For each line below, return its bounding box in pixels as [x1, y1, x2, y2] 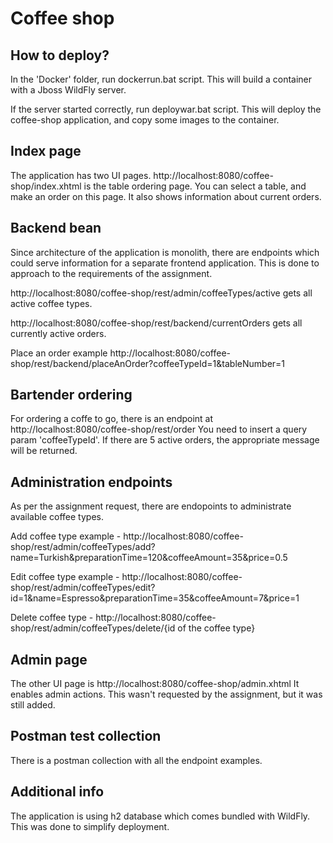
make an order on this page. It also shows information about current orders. [10, 190, 322, 202]
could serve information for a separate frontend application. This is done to [10, 257, 320, 269]
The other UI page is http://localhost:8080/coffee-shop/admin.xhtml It [10, 678, 300, 690]
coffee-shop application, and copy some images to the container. [10, 114, 280, 126]
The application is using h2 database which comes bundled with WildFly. [10, 810, 311, 822]
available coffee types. [10, 511, 104, 523]
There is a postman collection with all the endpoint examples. [10, 754, 263, 766]
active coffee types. [10, 297, 93, 309]
